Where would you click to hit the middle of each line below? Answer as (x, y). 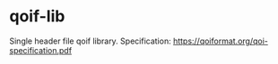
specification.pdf (41, 50)
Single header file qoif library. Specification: (91, 41)
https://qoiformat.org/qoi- (221, 41)
